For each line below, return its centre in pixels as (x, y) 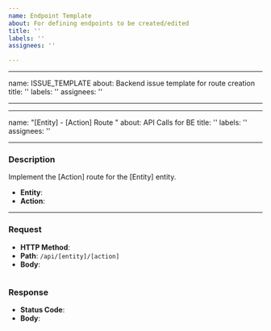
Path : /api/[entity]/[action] (70, 255)
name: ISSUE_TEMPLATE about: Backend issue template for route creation (132, 83)
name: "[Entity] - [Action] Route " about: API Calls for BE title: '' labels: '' (128, 122)
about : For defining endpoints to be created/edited (99, 23)
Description (32, 159)
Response (28, 292)
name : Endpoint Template (50, 16)
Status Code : (42, 310)
